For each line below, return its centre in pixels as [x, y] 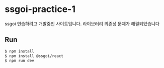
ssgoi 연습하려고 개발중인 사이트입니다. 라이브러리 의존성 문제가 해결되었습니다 [82, 23]
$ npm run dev [20, 60]
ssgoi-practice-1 [40, 9]
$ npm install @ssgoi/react [34, 56]
